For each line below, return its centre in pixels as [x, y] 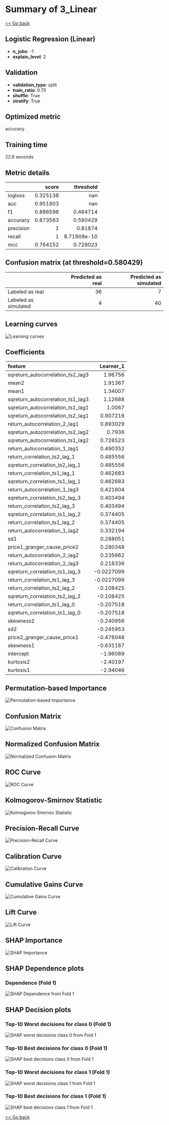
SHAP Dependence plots [45, 968]
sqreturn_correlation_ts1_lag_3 [44, 572]
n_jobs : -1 [23, 51]
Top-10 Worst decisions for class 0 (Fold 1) [58, 1024]
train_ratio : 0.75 [29, 90]
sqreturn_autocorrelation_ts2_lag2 [48, 432]
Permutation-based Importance [56, 688]
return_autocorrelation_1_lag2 [43, 531]
